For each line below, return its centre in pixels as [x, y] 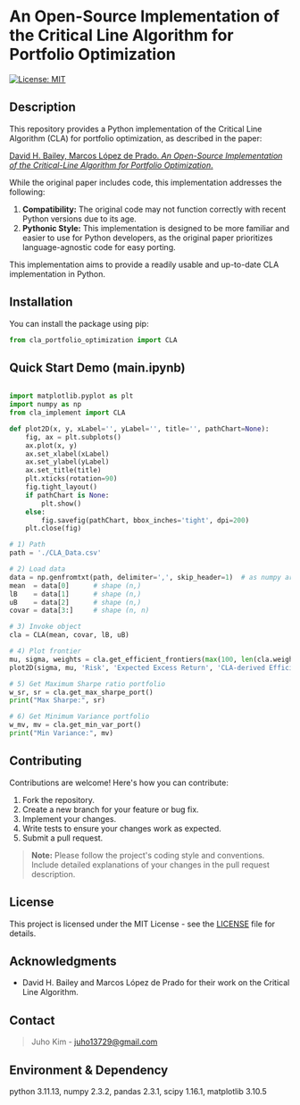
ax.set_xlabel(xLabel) [67, 454]
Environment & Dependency [89, 1070]
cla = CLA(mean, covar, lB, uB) [69, 635]
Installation [41, 302]
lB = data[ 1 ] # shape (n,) [75, 594]
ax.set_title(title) [63, 471]
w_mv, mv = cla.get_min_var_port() [75, 725]
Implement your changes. [69, 818]
